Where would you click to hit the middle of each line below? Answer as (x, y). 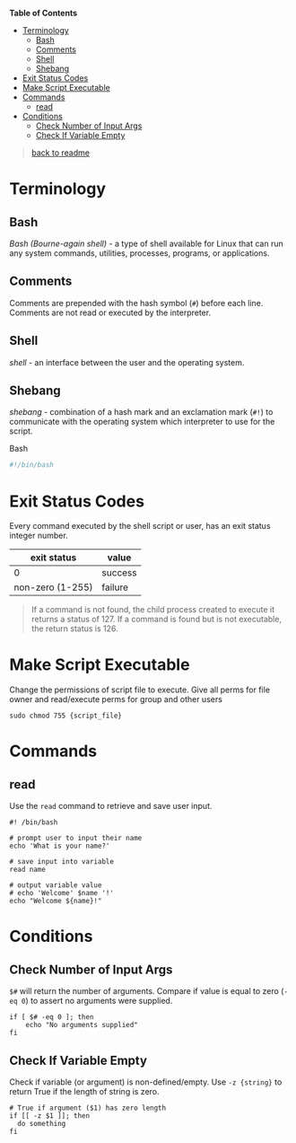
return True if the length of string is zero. (84, 1091)
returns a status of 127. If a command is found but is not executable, (157, 620)
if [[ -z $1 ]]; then (50, 1116)
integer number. (39, 536)
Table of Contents (44, 13)
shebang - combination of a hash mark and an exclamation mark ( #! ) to (141, 412)
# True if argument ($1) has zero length (88, 1108)
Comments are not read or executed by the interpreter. (110, 312)
